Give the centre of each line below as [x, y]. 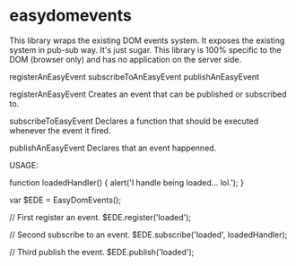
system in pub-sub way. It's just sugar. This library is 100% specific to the [145, 49]
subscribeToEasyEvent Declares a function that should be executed [134, 121]
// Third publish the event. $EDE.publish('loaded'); [102, 252]
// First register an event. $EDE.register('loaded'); [100, 217]
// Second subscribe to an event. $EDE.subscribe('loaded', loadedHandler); [148, 235]
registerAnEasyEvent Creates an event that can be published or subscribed [148, 94]
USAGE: [24, 165]
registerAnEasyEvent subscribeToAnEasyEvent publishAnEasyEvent [135, 76]
